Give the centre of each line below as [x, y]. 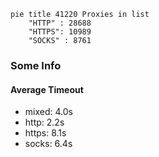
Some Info [36, 65]
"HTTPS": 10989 [60, 32]
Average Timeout [47, 89]
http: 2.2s [44, 122]
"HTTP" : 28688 [60, 23]
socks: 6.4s [48, 144]
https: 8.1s [45, 133]
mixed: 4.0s [48, 112]
